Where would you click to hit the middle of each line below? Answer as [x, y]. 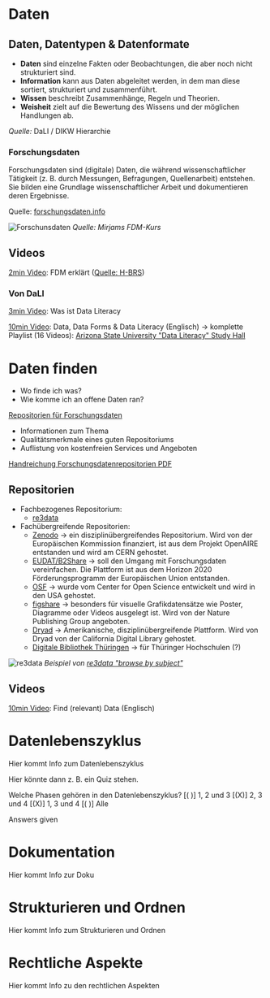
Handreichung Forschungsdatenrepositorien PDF [90, 464]
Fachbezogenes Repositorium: [71, 510]
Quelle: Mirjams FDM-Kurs [117, 228]
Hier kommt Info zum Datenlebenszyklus [76, 763]
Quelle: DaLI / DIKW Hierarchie [60, 131]
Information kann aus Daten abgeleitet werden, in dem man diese [130, 81]
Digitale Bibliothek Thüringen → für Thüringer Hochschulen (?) [137, 648]
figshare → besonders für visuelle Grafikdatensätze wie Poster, [137, 604]
